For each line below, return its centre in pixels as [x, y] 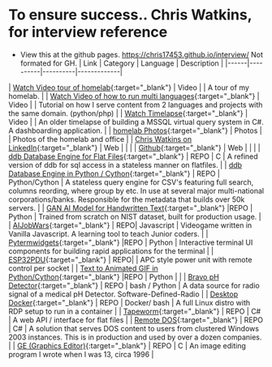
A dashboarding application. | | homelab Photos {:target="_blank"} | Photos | [135, 130]
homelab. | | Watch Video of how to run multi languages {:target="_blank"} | [134, 96]
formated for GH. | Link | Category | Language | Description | [122, 63]
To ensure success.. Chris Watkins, [130, 15]
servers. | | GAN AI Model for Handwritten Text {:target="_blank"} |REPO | [131, 207]
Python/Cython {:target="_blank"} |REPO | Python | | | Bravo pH [114, 276]
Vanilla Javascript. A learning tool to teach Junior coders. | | [108, 233]
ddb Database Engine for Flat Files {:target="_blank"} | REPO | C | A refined [133, 156]
